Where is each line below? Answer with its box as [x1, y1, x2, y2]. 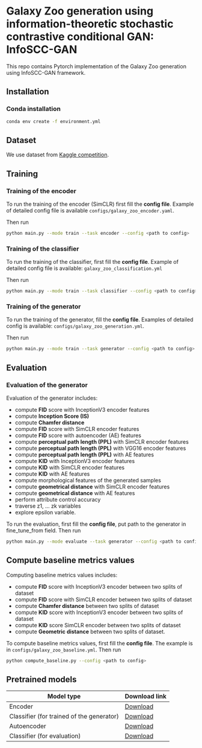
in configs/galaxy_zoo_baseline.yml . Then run [6, 646, 121, 653]
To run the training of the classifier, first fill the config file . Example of [6, 258, 179, 266]
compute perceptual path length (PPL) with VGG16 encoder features [14, 444, 186, 452]
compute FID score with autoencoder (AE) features [14, 432, 141, 439]
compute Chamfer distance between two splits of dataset [14, 602, 159, 609]
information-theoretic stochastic [6, 17, 174, 31]
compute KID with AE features [14, 470, 90, 478]
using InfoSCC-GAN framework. [6, 69, 86, 76]
